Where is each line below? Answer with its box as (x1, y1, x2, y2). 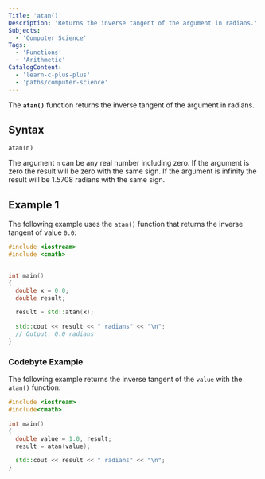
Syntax (8, 123, 45, 136)
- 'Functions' (15, 49, 62, 56)
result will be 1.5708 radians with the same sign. (8, 175, 166, 185)
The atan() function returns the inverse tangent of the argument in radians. (8, 100, 255, 110)
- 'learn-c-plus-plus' (15, 71, 91, 79)
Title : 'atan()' (8, 11, 62, 20)
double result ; (15, 294, 66, 302)
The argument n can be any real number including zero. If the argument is (8, 158, 250, 168)
